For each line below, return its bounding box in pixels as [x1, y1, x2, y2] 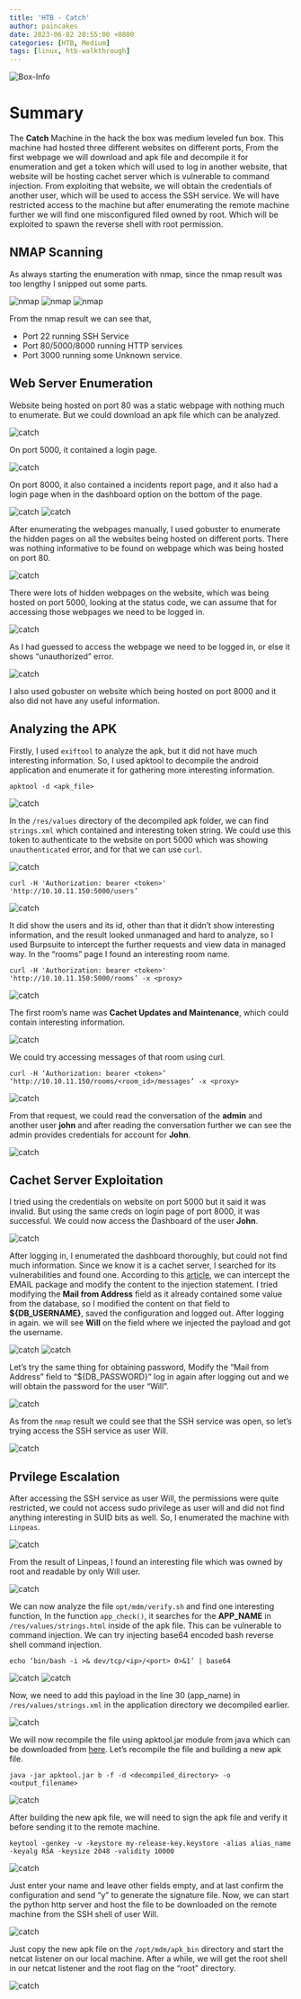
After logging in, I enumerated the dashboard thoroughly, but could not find [9, 1251, 288, 1262]
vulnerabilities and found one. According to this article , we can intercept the [9, 1270, 290, 1280]
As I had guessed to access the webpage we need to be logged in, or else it [9, 641, 290, 652]
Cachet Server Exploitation [9, 1172, 164, 1188]
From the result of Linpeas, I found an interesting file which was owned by [9, 1557, 283, 1568]
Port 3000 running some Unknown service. [22, 349, 182, 360]
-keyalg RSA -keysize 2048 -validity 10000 [9, 1847, 175, 1856]
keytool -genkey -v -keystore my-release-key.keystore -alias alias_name [9, 1839, 292, 1849]
